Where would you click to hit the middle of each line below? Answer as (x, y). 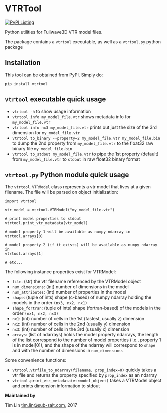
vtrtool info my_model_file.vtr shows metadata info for (72, 117)
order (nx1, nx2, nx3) (35, 313)
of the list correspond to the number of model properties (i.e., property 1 (87, 340)
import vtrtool (21, 201)
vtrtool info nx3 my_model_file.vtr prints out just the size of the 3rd (85, 127)
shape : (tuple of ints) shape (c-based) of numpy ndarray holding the (82, 297)
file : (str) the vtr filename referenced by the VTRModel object (77, 281)
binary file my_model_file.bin (42, 148)
